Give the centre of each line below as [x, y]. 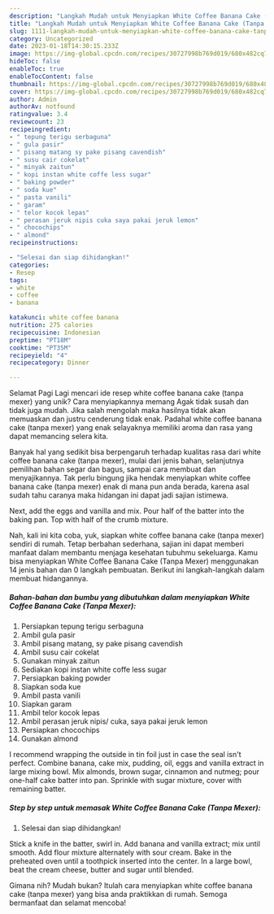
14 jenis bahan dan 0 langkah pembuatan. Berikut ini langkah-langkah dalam [137, 570]
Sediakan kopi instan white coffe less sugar [94, 670]
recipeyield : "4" [39, 355]
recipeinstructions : [44, 243]
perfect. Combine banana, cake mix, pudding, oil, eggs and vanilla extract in [137, 763]
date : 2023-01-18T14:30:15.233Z [64, 46]
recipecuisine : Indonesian [55, 333]
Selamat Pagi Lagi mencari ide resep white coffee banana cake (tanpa [126, 393]
